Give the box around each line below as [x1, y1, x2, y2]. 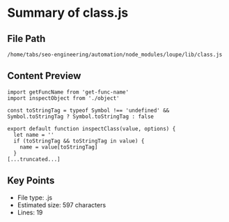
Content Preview [7, 70, 81, 82]
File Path [7, 33, 46, 45]
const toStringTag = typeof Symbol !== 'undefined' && [7, 107, 170, 114]
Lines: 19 [17, 208, 43, 216]
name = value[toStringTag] [19, 143, 98, 151]
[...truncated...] [7, 156, 61, 163]
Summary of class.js [7, 5, 129, 21]
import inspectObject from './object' [7, 94, 120, 102]
